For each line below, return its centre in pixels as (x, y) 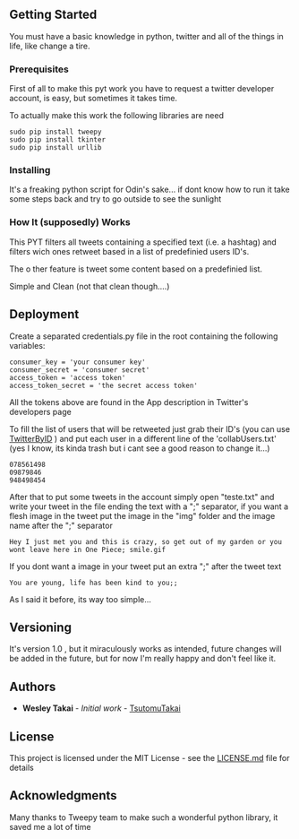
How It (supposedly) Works (70, 222)
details (21, 767)
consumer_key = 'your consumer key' (77, 362)
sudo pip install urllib (56, 148)
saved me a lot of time (50, 826)
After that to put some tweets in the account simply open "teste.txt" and (142, 497)
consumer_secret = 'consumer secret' (80, 370)
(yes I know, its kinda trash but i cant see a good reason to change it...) (140, 448)
